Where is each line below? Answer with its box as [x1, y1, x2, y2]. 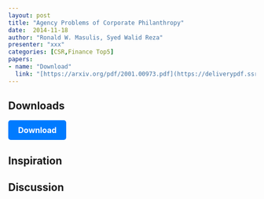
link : [15, 70, 34, 78]
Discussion [8, 181, 64, 194]
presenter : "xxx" [8, 41, 65, 49]
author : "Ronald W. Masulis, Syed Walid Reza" [8, 33, 163, 42]
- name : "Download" [8, 63, 72, 71]
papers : [8, 56, 34, 64]
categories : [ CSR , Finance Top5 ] [8, 48, 114, 56]
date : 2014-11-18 [8, 26, 68, 34]
